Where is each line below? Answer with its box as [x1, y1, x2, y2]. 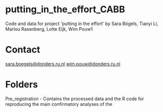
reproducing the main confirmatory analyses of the [5, 101, 112, 107]
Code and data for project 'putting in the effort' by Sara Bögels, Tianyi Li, [5, 20, 158, 27]
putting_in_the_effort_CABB [5, 4, 125, 15]
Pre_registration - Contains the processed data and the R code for [5, 96, 145, 102]
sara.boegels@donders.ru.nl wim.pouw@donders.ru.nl [5, 60, 121, 67]
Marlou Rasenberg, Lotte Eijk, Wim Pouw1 [5, 26, 93, 32]
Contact [5, 44, 40, 56]
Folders [5, 79, 38, 91]
